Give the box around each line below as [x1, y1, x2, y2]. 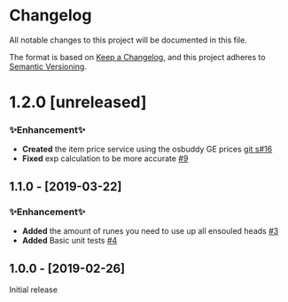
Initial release [9, 284, 58, 295]
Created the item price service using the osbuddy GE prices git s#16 [21, 143, 273, 155]
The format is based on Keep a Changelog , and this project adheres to [9, 51, 266, 62]
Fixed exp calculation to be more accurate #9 [21, 153, 189, 164]
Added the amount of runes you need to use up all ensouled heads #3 [21, 226, 279, 236]
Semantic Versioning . [9, 61, 87, 72]
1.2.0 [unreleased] [9, 92, 147, 112]
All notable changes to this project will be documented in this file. [9, 35, 248, 45]
